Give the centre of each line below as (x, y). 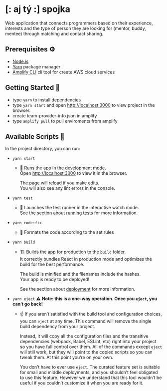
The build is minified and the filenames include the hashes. (80, 274)
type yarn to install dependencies (47, 100)
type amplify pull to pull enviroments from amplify (65, 121)
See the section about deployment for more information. (78, 289)
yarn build (24, 242)
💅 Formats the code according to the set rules (67, 232)
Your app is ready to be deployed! (55, 279)
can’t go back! (28, 304)
